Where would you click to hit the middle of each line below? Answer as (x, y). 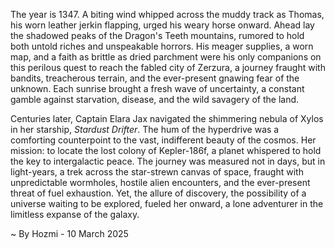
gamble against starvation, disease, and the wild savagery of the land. (155, 99)
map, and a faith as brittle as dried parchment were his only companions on (166, 57)
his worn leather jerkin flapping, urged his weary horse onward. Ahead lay (162, 25)
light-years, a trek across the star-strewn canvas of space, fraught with (157, 172)
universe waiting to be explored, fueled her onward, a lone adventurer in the (167, 203)
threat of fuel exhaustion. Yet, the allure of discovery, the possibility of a (158, 193)
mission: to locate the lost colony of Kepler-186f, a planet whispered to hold (166, 150)
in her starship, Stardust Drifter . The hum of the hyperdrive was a (145, 129)
